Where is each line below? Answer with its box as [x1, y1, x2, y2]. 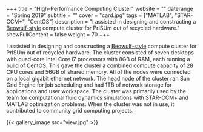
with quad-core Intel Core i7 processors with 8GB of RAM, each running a [6, 56, 190, 62]
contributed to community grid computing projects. [6, 107, 134, 114]
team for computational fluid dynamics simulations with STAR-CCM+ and [6, 94, 189, 101]
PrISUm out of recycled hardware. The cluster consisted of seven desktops [6, 49, 194, 56]
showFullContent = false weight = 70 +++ [6, 31, 110, 38]
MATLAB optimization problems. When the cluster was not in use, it [6, 101, 175, 108]
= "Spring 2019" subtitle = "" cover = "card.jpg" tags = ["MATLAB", [6, 12, 174, 19]
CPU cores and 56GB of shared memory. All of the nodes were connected [6, 68, 191, 75]
